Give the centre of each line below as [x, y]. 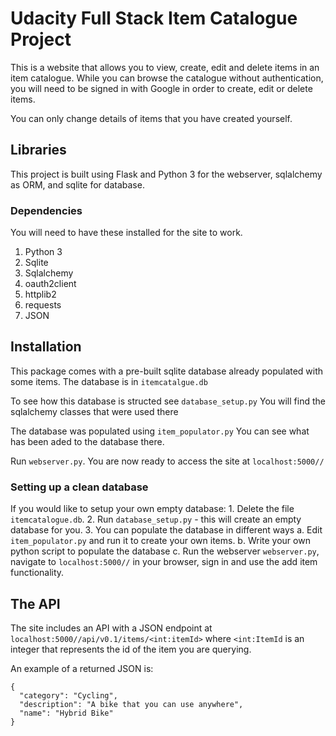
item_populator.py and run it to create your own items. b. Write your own [160, 541]
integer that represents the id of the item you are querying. [131, 649]
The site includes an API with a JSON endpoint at [111, 628]
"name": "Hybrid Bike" [66, 713]
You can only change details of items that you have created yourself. [151, 118]
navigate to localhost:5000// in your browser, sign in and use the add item [164, 562]
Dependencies [46, 210]
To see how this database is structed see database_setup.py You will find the [168, 401]
